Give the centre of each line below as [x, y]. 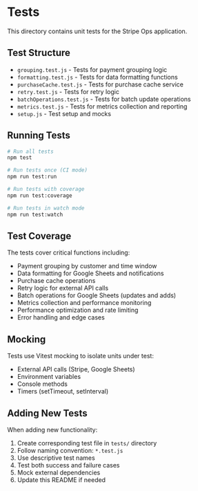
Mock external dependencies [59, 472]
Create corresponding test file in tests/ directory [87, 443]
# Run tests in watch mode [46, 208]
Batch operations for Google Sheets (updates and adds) [97, 295]
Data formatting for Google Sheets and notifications [90, 273]
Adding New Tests [47, 413]
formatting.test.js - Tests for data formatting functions [97, 77]
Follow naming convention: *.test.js [70, 451]
